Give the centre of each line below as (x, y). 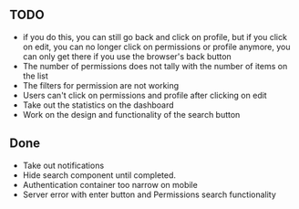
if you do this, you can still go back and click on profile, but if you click (155, 37)
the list (35, 76)
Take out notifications (63, 165)
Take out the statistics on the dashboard (98, 105)
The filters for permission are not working (101, 85)
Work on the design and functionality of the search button (131, 114)
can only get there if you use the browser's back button (127, 56)
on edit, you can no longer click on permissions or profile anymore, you (156, 47)
